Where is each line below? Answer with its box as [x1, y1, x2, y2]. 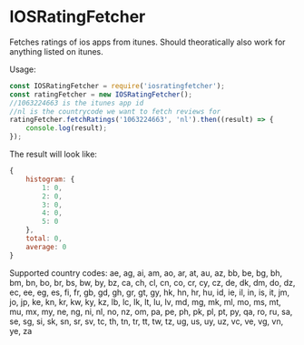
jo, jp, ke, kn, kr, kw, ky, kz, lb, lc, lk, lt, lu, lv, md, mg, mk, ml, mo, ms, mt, [9, 296, 281, 307]
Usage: [9, 64, 36, 75]
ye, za [9, 325, 33, 336]
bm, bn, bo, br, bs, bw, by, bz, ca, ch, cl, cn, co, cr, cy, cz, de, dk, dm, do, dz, [9, 277, 296, 288]
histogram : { [25, 175, 75, 184]
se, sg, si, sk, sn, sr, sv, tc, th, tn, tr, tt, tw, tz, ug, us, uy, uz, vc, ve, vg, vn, [9, 316, 284, 327]
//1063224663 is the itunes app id [9, 98, 144, 107]
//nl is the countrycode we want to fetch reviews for [9, 107, 221, 116]
